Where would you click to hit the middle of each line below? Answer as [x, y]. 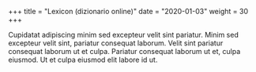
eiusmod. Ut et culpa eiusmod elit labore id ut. [83, 59]
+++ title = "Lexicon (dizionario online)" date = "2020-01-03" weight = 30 [128, 11]
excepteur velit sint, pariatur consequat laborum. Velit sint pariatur [116, 43]
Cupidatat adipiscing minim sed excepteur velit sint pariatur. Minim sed [123, 35]
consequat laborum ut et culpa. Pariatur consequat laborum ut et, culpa [124, 51]
